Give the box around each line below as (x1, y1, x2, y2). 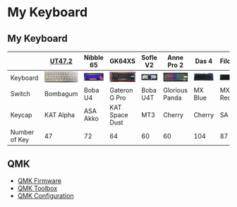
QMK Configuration (17, 191, 74, 200)
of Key (10, 136, 30, 144)
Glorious (163, 85, 188, 94)
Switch (10, 90, 30, 98)
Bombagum (44, 90, 78, 98)
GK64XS (109, 57, 136, 65)
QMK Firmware (17, 177, 62, 185)
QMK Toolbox (17, 184, 58, 193)
